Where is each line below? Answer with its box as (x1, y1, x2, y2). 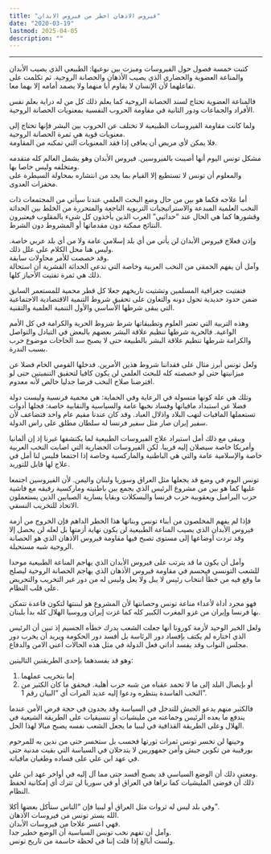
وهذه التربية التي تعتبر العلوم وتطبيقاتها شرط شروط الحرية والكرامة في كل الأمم (9, 319, 249, 328)
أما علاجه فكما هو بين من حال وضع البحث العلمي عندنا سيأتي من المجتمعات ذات (9, 195, 248, 204)
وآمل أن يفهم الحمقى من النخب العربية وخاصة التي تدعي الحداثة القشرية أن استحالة (9, 262, 260, 271)
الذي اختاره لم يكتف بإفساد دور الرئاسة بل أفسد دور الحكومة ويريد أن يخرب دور (9, 631, 246, 641)
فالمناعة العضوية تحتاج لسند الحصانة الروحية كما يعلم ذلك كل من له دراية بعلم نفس (9, 97, 257, 106)
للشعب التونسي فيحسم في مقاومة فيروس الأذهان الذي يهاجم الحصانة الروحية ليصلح (9, 566, 260, 576)
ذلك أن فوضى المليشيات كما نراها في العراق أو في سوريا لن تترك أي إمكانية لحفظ (9, 778, 254, 787)
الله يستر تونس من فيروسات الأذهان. (9, 811, 120, 820)
